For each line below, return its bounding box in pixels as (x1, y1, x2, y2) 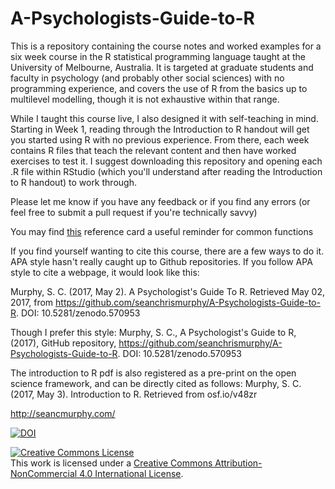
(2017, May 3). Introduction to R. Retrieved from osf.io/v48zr (10, 388, 258, 400)
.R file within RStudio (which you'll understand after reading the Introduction (10, 165, 323, 177)
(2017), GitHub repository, (10, 337, 117, 349)
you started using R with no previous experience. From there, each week (10, 133, 310, 146)
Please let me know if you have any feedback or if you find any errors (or (10, 195, 311, 207)
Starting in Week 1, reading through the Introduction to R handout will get (10, 123, 310, 135)
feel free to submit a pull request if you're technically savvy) (10, 206, 258, 218)
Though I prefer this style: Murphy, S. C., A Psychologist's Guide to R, (10, 326, 297, 338)
